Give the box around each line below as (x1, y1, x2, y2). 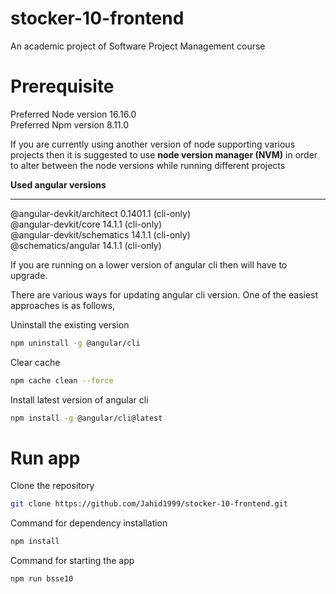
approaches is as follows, (10, 299, 116, 311)
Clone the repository (10, 480, 95, 492)
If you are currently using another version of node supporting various (10, 138, 296, 150)
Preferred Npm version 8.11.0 (10, 118, 130, 131)
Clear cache (10, 356, 61, 368)
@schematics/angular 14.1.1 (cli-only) (10, 239, 162, 251)
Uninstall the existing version (10, 318, 130, 331)
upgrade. (10, 269, 48, 281)
